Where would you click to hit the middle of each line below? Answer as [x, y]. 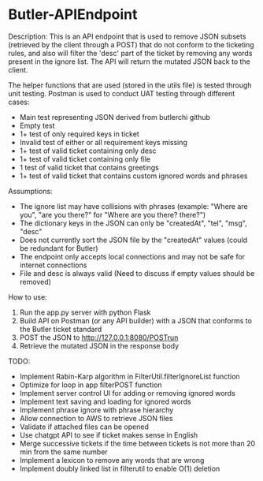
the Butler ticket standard [61, 329]
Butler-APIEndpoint [73, 15]
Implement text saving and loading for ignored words [105, 401]
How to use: [28, 296]
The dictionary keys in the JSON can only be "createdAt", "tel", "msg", [133, 223]
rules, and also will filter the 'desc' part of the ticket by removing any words [130, 53]
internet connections [53, 265]
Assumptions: [30, 191]
